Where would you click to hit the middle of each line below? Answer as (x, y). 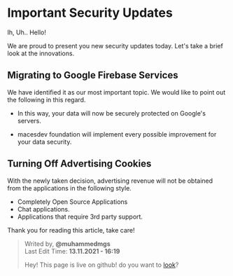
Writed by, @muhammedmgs (67, 244)
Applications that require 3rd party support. (80, 216)
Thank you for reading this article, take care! (71, 230)
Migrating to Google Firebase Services (93, 75)
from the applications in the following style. (69, 188)
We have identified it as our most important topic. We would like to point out (116, 92)
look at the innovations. (41, 53)
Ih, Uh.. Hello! (27, 32)
